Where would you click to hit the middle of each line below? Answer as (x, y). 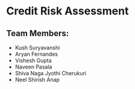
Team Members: (38, 33)
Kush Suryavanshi (37, 48)
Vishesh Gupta (33, 60)
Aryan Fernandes (36, 54)
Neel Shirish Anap (37, 80)
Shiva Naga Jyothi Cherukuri (50, 73)
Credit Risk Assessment (67, 11)
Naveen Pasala (33, 67)
